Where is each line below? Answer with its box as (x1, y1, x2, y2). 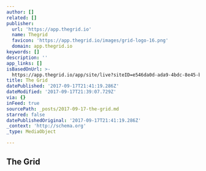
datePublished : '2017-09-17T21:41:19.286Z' (6, 83, 120, 89)
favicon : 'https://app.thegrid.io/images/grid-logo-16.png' (12, 37, 169, 44)
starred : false (6, 112, 45, 118)
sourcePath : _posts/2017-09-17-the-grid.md (6, 105, 120, 112)
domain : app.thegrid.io (12, 44, 72, 50)
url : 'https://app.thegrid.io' (12, 26, 92, 32)
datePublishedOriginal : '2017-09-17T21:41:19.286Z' (6, 117, 141, 123)
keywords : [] (6, 49, 40, 55)
